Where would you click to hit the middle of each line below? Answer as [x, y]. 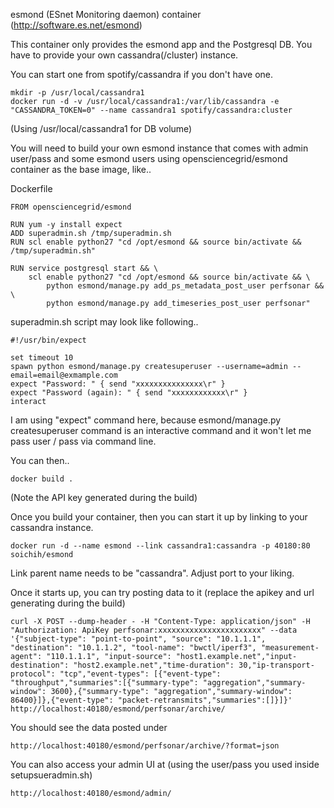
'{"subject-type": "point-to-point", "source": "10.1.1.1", [138, 639]
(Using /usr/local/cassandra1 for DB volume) [101, 128]
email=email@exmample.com [64, 375]
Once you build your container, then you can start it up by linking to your [159, 517]
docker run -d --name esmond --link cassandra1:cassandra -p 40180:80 [160, 546]
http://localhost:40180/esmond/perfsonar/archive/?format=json [145, 746]
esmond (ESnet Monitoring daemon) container [106, 14]
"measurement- [290, 648]
